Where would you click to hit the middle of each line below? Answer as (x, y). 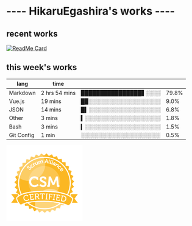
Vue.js (17, 101)
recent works (32, 34)
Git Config (22, 135)
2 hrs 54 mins (58, 93)
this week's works (42, 67)
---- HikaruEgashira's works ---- (91, 11)
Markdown (22, 93)
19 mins (51, 101)
